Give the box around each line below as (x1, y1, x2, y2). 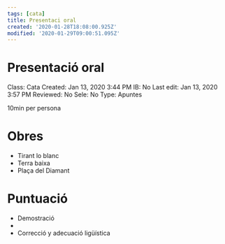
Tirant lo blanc (17, 152, 59, 160)
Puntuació (7, 191, 68, 207)
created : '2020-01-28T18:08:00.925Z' (7, 23, 117, 30)
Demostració (17, 214, 55, 222)
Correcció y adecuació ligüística (17, 229, 110, 238)
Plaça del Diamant (17, 166, 70, 175)
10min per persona (7, 104, 61, 113)
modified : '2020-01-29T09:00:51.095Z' (7, 29, 120, 37)
